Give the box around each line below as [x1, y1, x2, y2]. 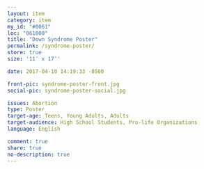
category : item [7, 17, 52, 24]
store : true [7, 49, 42, 56]
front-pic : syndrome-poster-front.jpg [7, 81, 120, 88]
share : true [7, 144, 42, 152]
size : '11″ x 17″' [7, 56, 61, 63]
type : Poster [7, 106, 45, 113]
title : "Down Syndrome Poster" [7, 36, 98, 43]
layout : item [7, 10, 45, 17]
